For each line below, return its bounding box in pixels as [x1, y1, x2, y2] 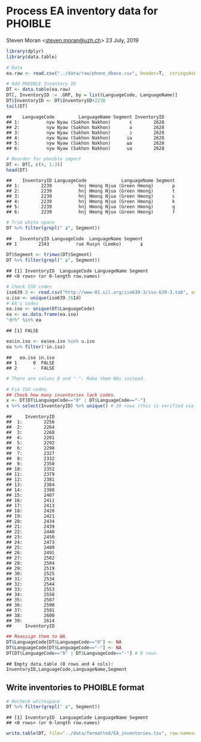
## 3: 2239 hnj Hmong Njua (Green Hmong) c [6, 193, 175, 200]
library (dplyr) [6, 48, 44, 54]
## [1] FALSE [6, 328, 39, 334]
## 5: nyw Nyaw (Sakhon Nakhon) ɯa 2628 [6, 140, 165, 146]
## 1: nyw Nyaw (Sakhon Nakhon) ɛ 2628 [6, 119, 165, 125]
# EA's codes [6, 300, 39, 306]
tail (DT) [6, 103, 28, 109]
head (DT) [6, 167, 28, 173]
